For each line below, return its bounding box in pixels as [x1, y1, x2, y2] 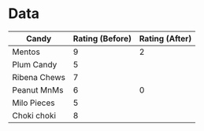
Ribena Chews [12, 71, 65, 82]
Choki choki [12, 110, 57, 121]
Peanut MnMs [12, 84, 64, 95]
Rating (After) [139, 33, 192, 44]
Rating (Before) [72, 33, 132, 44]
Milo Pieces [12, 97, 55, 108]
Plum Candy [12, 59, 57, 70]
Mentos [12, 46, 41, 57]
